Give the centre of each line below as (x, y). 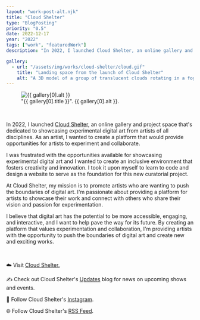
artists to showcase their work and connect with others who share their (93, 198)
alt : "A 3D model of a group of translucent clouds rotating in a (101, 78)
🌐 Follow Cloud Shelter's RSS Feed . (50, 311)
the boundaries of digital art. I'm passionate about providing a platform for (97, 192)
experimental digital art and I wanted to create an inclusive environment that (99, 161)
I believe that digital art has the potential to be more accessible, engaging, (97, 216)
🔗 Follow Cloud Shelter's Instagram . (50, 300)
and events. (21, 288)
